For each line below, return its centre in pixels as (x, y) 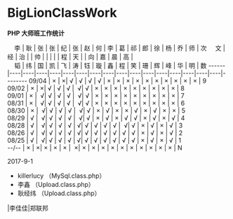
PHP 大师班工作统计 (36, 33)
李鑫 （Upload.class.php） (56, 184)
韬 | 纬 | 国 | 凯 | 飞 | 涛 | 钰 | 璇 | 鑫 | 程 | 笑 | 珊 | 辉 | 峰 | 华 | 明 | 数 (110, 65)
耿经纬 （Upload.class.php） (59, 193)
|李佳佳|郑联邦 (28, 208)
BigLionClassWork (62, 13)
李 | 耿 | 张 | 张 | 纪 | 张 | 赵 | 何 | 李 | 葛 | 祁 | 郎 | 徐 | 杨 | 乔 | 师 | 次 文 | (120, 48)
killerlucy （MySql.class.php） (61, 176)
